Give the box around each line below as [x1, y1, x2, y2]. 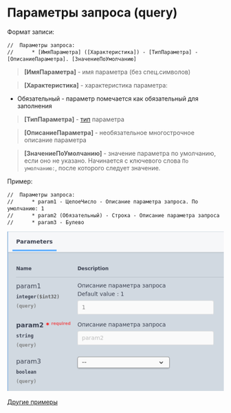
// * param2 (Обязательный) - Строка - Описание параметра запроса [7, 212, 220, 219]
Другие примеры [7, 398, 58, 406]
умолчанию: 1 [7, 205, 45, 212]
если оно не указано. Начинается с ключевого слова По [23, 157, 189, 165]
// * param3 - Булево [7, 219, 85, 225]
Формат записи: [7, 28, 55, 36]
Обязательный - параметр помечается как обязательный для [16, 94, 199, 103]
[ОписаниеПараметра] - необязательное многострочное [23, 128, 195, 137]
